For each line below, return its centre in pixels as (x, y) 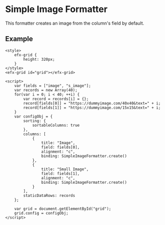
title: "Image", (58, 143)
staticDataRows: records (49, 195)
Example (19, 39)
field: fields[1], (60, 174)
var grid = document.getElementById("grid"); (63, 209)
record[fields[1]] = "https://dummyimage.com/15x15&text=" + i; (92, 107)
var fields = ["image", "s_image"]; (53, 86)
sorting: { (35, 121)
